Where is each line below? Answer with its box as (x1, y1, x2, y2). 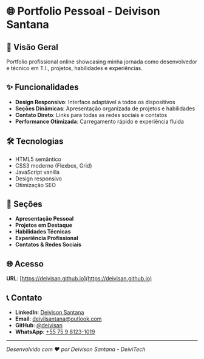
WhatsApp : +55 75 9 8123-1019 (15, 328, 95, 336)
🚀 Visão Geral (6, 41, 59, 52)
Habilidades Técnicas (15, 228, 71, 235)
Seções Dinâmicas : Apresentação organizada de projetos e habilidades (15, 105, 195, 112)
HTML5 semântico (15, 155, 62, 163)
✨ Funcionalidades (6, 82, 79, 93)
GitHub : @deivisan (15, 322, 63, 329)
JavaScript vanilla (15, 168, 59, 176)
